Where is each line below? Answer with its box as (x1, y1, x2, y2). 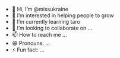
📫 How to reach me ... (11, 31, 67, 38)
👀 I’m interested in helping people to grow (11, 12, 114, 19)
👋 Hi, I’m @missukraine (11, 6, 68, 12)
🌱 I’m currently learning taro (11, 18, 80, 25)
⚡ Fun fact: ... (11, 46, 45, 53)
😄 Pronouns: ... (11, 40, 50, 47)
